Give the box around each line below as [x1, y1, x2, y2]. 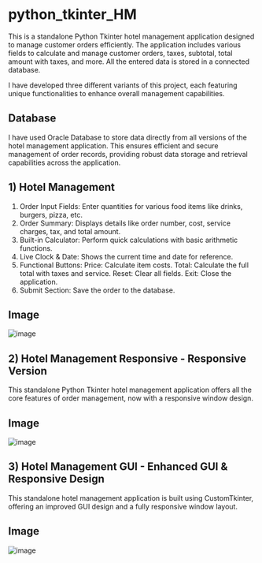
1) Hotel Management [8, 181, 116, 194]
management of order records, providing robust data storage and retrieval [8, 149, 248, 158]
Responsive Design [8, 472, 105, 486]
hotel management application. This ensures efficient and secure [8, 140, 219, 151]
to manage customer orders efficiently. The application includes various [8, 39, 242, 49]
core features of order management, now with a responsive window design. [8, 393, 254, 403]
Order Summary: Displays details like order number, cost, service [19, 218, 231, 228]
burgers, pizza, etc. [19, 210, 83, 219]
